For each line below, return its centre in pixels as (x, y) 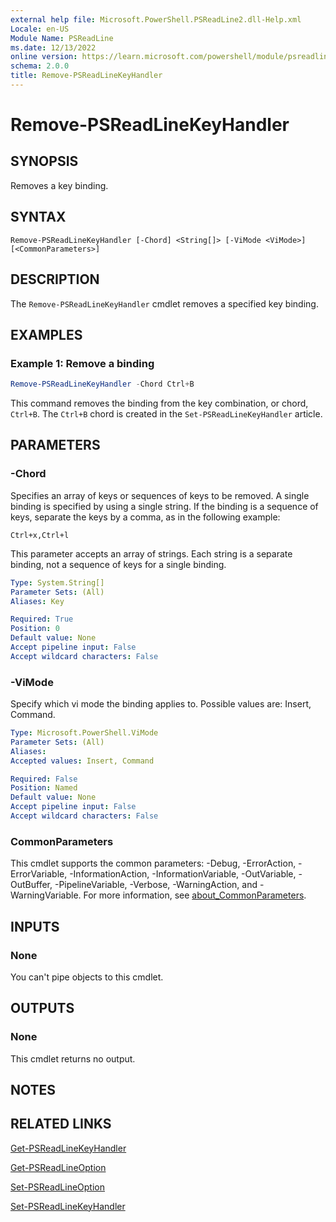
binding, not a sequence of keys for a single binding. (118, 564)
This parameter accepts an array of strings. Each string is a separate (151, 553)
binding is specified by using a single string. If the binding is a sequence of (164, 506)
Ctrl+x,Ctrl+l (40, 535)
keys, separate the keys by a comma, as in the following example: (145, 517)
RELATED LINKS (61, 1124)
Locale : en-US (40, 29)
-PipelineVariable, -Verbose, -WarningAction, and (156, 885)
